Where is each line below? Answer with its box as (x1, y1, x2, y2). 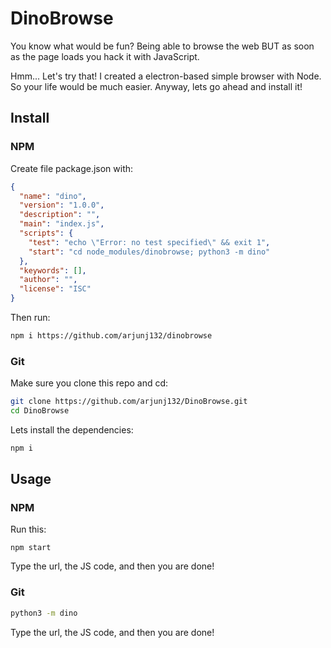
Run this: (10, 523, 47, 536)
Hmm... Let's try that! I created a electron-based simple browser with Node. (10, 70, 322, 82)
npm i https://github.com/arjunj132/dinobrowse (10, 331, 213, 341)
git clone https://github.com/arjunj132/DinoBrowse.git (10, 397, 248, 407)
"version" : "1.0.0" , (19, 200, 105, 211)
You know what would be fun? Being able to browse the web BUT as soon (10, 40, 315, 52)
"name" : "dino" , (19, 191, 87, 201)
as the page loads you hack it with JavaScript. (10, 50, 200, 62)
